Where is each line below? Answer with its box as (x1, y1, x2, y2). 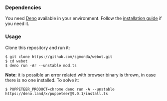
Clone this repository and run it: (5, 44, 70, 50)
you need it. (5, 20, 30, 26)
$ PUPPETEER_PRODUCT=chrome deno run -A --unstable (5, 86, 115, 91)
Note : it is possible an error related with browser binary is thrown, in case (5, 71, 156, 77)
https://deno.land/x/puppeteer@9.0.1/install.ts (5, 91, 108, 96)
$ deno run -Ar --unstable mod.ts (5, 63, 77, 68)
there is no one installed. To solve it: (5, 77, 79, 83)
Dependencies (5, 4, 41, 11)
